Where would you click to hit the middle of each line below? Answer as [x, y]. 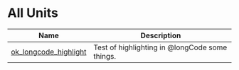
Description [161, 35]
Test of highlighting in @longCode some [160, 47]
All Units [33, 13]
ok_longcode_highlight [49, 52]
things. [105, 56]
